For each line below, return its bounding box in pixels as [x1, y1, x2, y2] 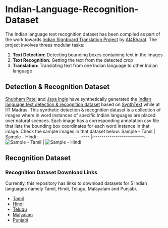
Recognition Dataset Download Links [5, 169, 97, 176]
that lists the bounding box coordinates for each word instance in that [5, 123, 150, 129]
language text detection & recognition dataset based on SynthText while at [5, 101, 160, 107]
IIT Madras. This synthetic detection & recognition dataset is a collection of [5, 106, 161, 112]
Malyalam [12, 212, 33, 218]
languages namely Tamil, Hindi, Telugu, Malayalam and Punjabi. [5, 186, 137, 192]
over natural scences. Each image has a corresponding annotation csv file [5, 118, 159, 124]
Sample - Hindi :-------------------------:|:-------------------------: [5, 133, 146, 140]
